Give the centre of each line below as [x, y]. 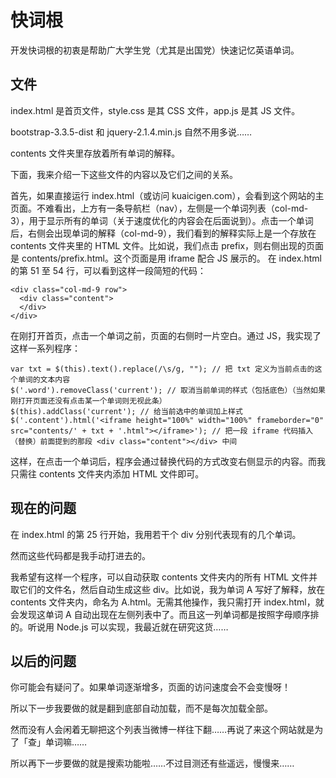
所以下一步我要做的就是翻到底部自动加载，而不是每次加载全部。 [141, 708]
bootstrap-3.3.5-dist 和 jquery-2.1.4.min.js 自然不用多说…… [131, 132]
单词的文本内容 [44, 379]
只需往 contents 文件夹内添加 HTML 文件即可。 [107, 473]
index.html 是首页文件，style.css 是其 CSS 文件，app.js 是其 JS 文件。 [155, 110]
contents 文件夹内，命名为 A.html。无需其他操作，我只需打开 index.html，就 [167, 602]
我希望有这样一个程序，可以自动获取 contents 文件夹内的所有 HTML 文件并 [164, 577]
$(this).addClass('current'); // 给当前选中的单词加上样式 [126, 411]
